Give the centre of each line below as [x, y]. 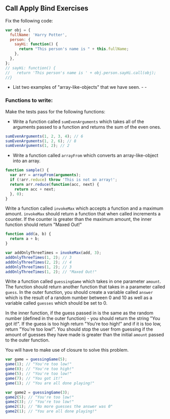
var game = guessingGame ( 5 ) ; [36, 359]
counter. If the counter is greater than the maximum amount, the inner [79, 219]
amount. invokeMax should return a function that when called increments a [83, 214]
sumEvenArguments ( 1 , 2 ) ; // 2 [38, 146]
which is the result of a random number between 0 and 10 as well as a [79, 298]
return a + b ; [25, 239]
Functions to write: [29, 101]
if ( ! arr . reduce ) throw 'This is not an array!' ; [64, 180]
